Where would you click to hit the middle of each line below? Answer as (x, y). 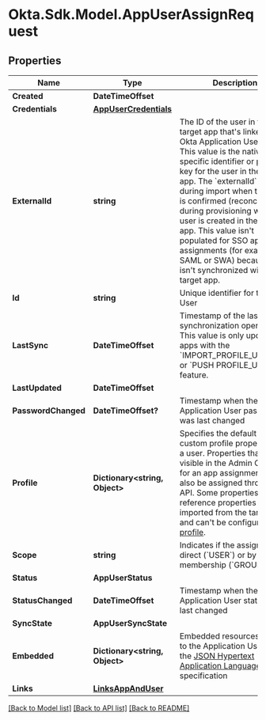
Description (235, 83)
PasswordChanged (49, 411)
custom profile (206, 443)
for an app (198, 473)
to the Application (212, 646)
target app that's (210, 132)
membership (203, 565)
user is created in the (218, 221)
